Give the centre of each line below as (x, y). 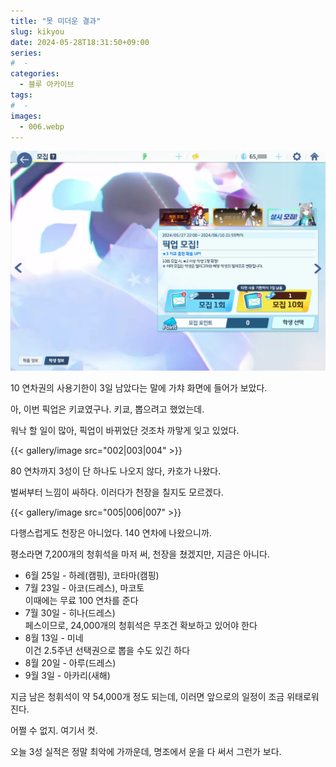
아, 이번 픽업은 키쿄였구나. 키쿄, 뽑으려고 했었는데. (107, 409)
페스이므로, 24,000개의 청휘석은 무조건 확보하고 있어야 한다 (141, 626)
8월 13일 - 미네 (54, 638)
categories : (35, 74)
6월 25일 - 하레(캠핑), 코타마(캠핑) (92, 576)
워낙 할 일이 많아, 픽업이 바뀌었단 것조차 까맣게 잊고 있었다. (125, 431)
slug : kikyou (37, 31)
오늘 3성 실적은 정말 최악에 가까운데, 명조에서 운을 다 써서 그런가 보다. (146, 752)
